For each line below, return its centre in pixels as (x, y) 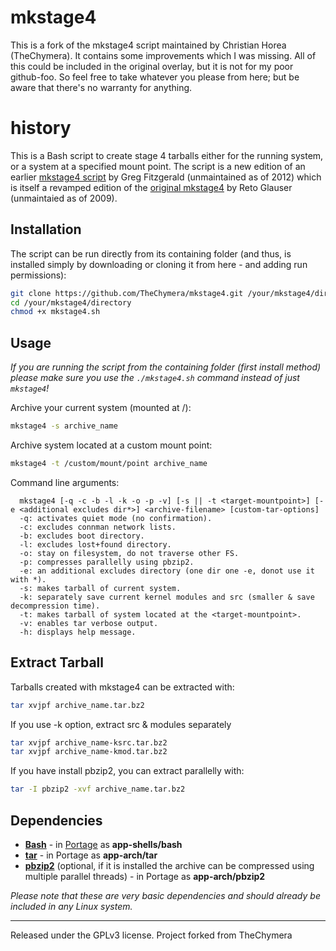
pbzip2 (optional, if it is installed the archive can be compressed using (169, 865)
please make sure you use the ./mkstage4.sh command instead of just (155, 378)
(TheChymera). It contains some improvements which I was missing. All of (163, 55)
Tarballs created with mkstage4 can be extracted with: (122, 687)
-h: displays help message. (78, 632)
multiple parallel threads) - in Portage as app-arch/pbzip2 (145, 876)
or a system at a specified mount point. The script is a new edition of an (158, 166)
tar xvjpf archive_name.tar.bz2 (77, 705)
